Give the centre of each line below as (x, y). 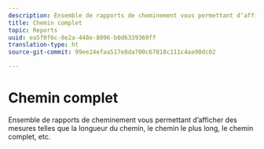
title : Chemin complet (45, 23)
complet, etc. (29, 136)
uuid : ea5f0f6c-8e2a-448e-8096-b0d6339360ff (82, 37)
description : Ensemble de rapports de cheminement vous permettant (121, 15)
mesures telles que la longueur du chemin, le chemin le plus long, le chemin (131, 128)
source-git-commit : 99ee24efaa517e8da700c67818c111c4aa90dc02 (112, 52)
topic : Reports (33, 30)
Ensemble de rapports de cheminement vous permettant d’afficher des (123, 120)
